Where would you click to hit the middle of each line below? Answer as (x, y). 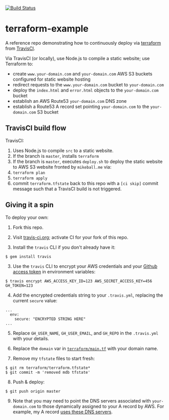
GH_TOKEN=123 (19, 285)
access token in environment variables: (54, 271)
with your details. (31, 338)
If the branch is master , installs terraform (56, 156)
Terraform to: (19, 64)
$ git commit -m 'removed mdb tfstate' (48, 372)
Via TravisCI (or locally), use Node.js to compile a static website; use (78, 58)
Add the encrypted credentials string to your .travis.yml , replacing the (88, 295)
